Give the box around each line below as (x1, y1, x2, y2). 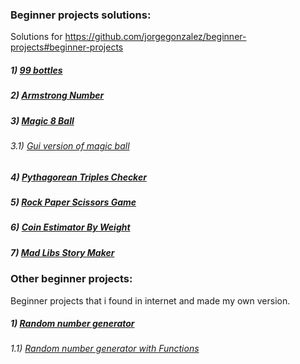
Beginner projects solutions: (10, 8, 152, 22)
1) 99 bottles (10, 64, 63, 76)
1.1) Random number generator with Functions (10, 343, 200, 355)
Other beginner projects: (10, 272, 133, 286)
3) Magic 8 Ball (10, 114, 75, 127)
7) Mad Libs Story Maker (10, 246, 115, 258)
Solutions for (10, 31, 63, 43)
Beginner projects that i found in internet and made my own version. (10, 294, 291, 307)
